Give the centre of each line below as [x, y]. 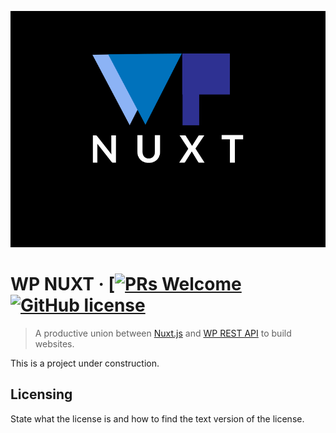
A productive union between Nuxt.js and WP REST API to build [163, 333]
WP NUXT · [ [63, 284]
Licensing [41, 394]
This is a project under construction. [85, 363]
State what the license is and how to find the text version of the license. [157, 418]
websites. [54, 343]
